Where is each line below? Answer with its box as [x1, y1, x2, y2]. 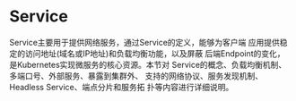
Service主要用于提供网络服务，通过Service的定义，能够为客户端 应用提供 [9, 37, 281, 47]
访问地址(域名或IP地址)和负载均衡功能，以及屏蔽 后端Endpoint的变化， [24, 47, 285, 59]
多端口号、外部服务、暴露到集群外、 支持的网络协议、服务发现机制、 [9, 70, 263, 81]
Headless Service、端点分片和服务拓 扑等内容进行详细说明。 [9, 81, 234, 92]
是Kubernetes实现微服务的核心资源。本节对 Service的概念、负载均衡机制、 [9, 59, 287, 70]
